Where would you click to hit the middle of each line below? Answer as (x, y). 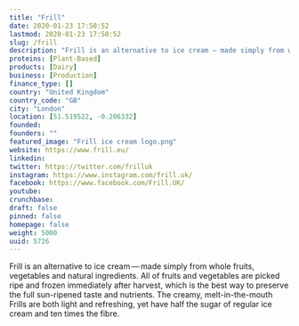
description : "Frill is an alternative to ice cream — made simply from (147, 51)
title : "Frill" (37, 17)
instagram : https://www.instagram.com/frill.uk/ (101, 175)
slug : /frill (33, 42)
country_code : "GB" (45, 100)
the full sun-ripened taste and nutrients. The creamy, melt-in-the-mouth (141, 295)
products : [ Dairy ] (43, 68)
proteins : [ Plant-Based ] (55, 59)
